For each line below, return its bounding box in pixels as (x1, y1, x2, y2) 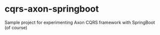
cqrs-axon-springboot (4, 3, 99, 15)
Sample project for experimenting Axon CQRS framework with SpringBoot (4, 19, 156, 25)
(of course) (4, 24, 28, 30)
